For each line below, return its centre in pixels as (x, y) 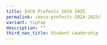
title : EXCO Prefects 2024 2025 (46, 11)
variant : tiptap (26, 22)
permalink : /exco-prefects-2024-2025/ (53, 17)
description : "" (26, 28)
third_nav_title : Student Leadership (52, 33)
